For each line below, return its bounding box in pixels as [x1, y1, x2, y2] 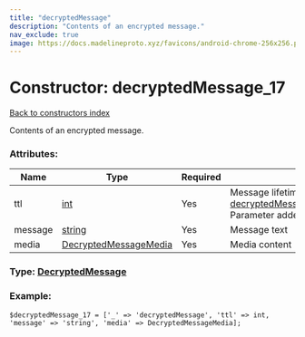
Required [181, 171, 221, 184]
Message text [230, 224, 289, 236]
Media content [230, 238, 292, 251]
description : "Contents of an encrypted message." [9, 22, 205, 31]
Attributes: [9, 148, 59, 160]
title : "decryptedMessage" [9, 13, 112, 23]
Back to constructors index [9, 108, 111, 119]
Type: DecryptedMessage [9, 265, 127, 278]
